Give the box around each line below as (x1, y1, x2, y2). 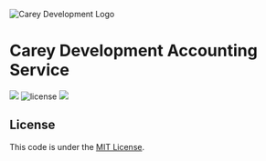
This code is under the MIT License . (9, 141, 144, 152)
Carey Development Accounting (9, 41, 258, 61)
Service (9, 60, 70, 81)
